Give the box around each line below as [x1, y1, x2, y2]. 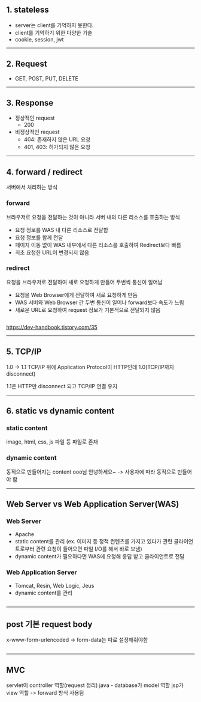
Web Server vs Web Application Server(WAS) [6, 499, 179, 510]
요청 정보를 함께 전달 [14, 234, 63, 241]
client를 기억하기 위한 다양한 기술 [14, 29, 93, 36]
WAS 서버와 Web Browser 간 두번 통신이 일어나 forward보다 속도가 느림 [14, 299, 184, 306]
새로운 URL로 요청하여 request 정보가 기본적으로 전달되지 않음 [14, 306, 161, 313]
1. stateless [6, 5, 49, 15]
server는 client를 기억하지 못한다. [14, 21, 94, 29]
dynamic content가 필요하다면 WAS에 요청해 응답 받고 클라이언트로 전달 [14, 553, 185, 560]
